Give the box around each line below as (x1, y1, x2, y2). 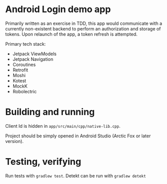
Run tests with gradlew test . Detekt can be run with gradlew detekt (5, 172, 146, 178)
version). (5, 138, 24, 144)
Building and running (5, 106, 95, 118)
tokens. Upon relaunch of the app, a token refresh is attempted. (5, 31, 138, 37)
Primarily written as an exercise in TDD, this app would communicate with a (5, 20, 162, 26)
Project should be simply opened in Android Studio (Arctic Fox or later (5, 133, 151, 139)
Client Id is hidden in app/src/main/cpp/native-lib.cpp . (5, 123, 120, 129)
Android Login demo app (5, 4, 111, 15)
